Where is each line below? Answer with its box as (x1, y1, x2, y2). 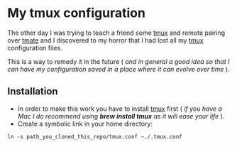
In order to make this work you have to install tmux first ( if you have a (17, 104, 222, 113)
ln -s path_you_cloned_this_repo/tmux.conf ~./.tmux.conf (7, 133, 182, 140)
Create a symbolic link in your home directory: (17, 119, 153, 128)
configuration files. (7, 43, 62, 52)
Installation (7, 85, 58, 97)
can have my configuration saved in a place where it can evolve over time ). (7, 65, 230, 73)
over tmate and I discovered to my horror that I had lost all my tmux (7, 36, 204, 44)
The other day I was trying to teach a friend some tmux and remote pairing (7, 28, 226, 37)
